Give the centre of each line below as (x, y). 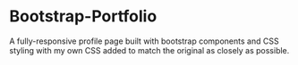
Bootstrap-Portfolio (83, 16)
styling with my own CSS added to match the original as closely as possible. (149, 50)
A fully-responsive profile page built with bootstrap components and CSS (144, 41)
